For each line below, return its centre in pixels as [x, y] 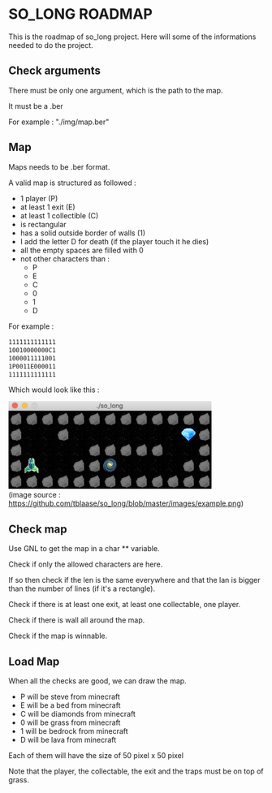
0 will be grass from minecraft [70, 722]
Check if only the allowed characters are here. [86, 564]
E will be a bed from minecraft [70, 705]
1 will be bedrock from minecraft [74, 731]
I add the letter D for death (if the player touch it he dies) [114, 241]
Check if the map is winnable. [58, 636]
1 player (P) [39, 198]
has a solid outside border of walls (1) [83, 233]
